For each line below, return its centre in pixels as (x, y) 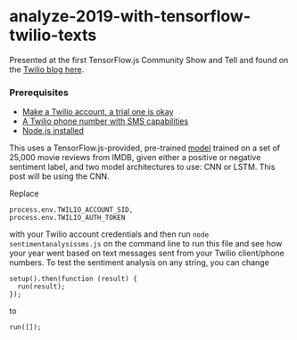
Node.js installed (53, 131)
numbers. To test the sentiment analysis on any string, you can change (139, 263)
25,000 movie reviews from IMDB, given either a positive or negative (135, 158)
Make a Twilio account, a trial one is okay (98, 112)
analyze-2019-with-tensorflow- (130, 16)
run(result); (41, 287)
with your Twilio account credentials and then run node (109, 234)
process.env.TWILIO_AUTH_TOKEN (67, 218)
